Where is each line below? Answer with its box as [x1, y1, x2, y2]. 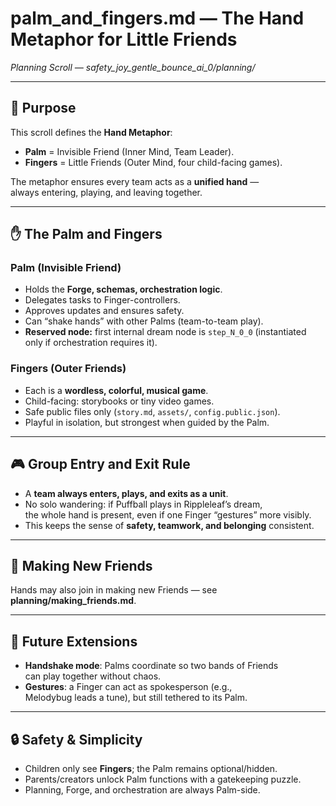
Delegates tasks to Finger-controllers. [24, 294, 181, 306]
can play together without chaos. [24, 670, 162, 682]
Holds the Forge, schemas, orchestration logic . [24, 283, 223, 296]
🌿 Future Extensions [10, 633, 138, 650]
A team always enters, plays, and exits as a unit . [24, 487, 229, 499]
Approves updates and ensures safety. [24, 305, 185, 317]
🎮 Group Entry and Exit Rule [10, 456, 191, 473]
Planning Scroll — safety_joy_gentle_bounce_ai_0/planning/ [10, 61, 256, 73]
